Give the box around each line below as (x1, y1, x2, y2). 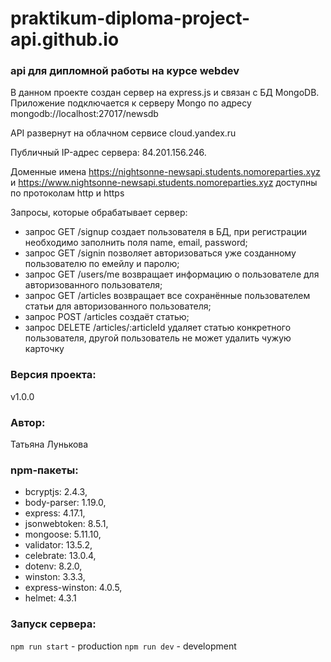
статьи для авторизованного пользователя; (24, 300, 212, 312)
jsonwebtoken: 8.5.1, (24, 518, 109, 530)
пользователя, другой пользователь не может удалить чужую (24, 332, 292, 344)
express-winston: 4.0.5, (24, 582, 123, 594)
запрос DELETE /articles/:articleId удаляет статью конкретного (24, 322, 292, 334)
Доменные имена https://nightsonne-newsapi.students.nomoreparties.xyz (10, 166, 321, 178)
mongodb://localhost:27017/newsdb (10, 108, 159, 120)
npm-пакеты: (10, 463, 79, 477)
